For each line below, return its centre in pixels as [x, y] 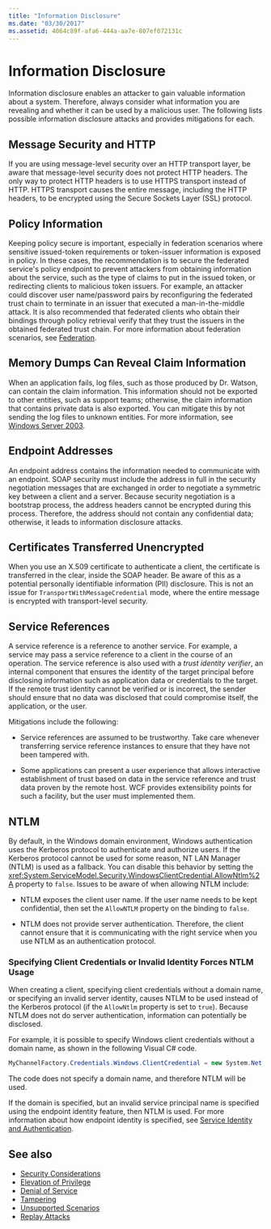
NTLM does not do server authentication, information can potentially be [127, 1016]
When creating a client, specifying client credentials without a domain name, [136, 990]
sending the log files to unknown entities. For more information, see [121, 416]
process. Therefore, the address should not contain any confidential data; [131, 513]
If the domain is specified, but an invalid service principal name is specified [134, 1103]
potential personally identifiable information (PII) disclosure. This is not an [131, 584]
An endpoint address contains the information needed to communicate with [134, 471]
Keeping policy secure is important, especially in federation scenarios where [135, 243]
